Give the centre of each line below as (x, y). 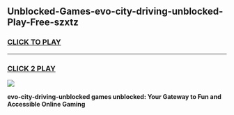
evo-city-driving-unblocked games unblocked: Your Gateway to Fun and (114, 96)
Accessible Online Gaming (46, 104)
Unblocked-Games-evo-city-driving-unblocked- (115, 11)
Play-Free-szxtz (43, 23)
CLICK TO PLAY (34, 43)
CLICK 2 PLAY (31, 68)
